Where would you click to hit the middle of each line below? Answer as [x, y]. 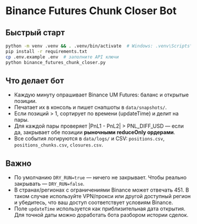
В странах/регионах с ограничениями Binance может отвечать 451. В [101, 190]
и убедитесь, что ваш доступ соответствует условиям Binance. [94, 203]
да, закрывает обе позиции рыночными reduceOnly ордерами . [95, 132]
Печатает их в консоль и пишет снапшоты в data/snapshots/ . [90, 108]
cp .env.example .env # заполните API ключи [62, 57]
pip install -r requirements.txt [46, 51]
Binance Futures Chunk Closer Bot [91, 11]
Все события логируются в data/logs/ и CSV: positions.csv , [89, 139]
